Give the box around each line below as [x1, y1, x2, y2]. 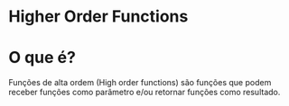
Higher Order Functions [8, 6, 189, 27]
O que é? [8, 48, 76, 68]
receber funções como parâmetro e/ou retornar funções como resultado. [8, 87, 281, 98]
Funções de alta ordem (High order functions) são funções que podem [8, 77, 272, 88]
